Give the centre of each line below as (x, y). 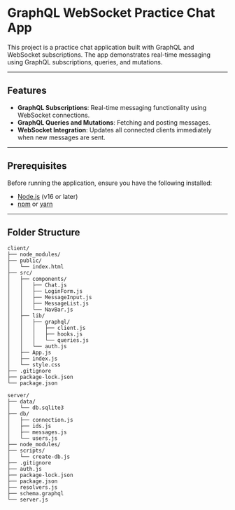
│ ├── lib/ (26, 316)
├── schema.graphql (36, 494)
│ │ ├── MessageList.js (48, 304)
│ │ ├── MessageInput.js (50, 298)
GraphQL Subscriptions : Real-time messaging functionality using (112, 107)
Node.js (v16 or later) (48, 196)
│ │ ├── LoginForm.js (45, 291)
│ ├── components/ (37, 279)
